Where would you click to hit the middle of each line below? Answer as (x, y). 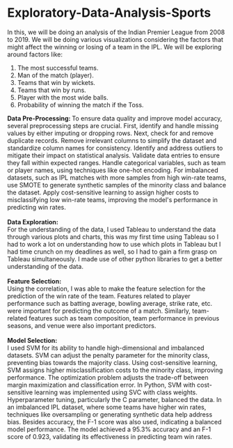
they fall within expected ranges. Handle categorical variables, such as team (116, 162)
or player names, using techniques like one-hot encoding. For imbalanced (113, 170)
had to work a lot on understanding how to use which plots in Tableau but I (114, 244)
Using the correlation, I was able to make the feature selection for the (106, 288)
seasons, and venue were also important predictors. (82, 325)
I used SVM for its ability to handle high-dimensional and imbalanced (106, 348)
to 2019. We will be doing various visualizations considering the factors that (115, 39)
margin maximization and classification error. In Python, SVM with (102, 385)
